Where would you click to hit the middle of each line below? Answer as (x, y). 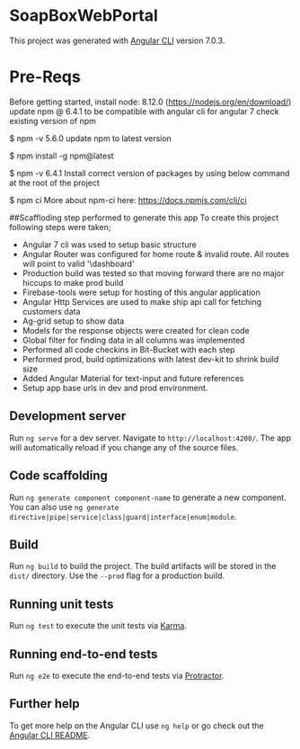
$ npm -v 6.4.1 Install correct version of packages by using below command (150, 173)
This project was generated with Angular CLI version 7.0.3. (117, 40)
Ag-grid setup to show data (73, 321)
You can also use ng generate (64, 507)
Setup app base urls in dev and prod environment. (115, 388)
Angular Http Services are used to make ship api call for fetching (142, 301)
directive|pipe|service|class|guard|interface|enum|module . (123, 516)
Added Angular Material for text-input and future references (133, 378)
